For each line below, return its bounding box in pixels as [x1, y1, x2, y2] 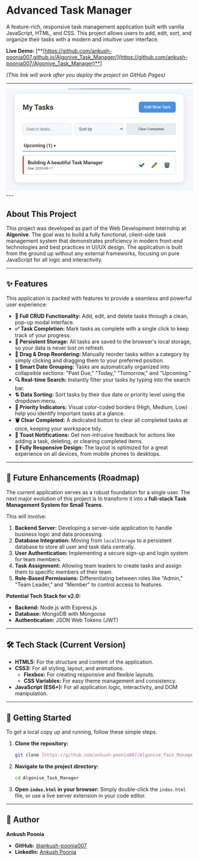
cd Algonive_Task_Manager [14, 775, 79, 781]
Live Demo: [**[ [6, 47, 46, 54]
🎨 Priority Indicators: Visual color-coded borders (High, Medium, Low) [14, 404, 188, 411]
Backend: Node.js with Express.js [14, 604, 98, 611]
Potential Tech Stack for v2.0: [6, 592, 81, 599]
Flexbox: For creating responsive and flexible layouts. [23, 671, 155, 678]
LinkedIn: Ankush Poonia [14, 848, 77, 855]
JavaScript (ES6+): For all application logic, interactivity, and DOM [14, 684, 178, 691]
